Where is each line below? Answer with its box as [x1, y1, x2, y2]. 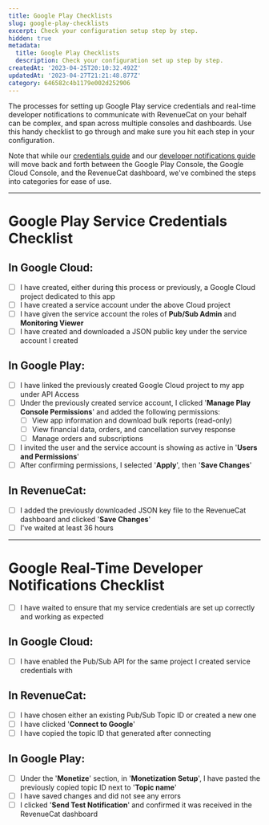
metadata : [8, 42, 42, 50]
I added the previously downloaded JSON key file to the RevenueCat [19, 505, 247, 515]
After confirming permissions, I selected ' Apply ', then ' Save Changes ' [19, 459, 252, 470]
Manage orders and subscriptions [31, 433, 144, 443]
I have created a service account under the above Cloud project [19, 300, 231, 309]
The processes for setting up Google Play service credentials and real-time [8, 101, 256, 111]
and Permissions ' [19, 451, 80, 461]
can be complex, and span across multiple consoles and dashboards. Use [8, 118, 252, 128]
